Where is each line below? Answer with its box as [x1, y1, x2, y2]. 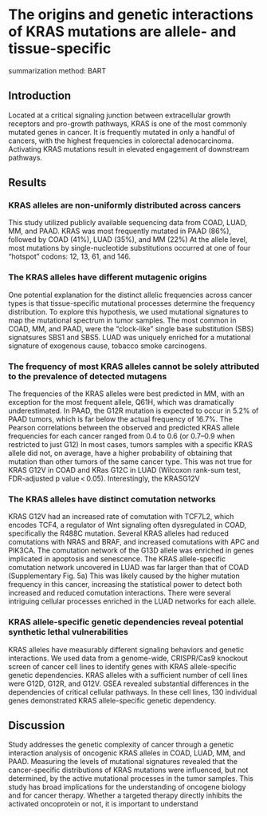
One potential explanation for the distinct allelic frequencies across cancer [8, 290, 253, 299]
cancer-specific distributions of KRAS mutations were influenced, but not [8, 765, 249, 775]
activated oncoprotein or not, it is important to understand [8, 799, 198, 809]
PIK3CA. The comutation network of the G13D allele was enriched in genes [8, 545, 254, 556]
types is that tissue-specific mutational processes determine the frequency [8, 298, 255, 308]
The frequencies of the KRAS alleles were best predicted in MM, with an [8, 389, 245, 398]
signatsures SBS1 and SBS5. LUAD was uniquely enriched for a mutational [8, 332, 251, 342]
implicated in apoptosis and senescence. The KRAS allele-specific [8, 554, 226, 564]
